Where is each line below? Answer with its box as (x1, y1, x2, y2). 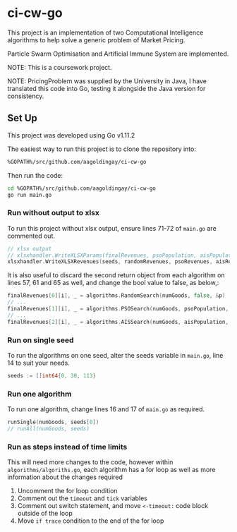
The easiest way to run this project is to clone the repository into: (7, 145, 196, 153)
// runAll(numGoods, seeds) (7, 425, 90, 433)
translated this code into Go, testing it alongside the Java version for (7, 84, 206, 92)
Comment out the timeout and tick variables (17, 494, 148, 502)
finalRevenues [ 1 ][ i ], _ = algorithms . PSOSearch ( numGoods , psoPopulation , (7, 306, 229, 313)
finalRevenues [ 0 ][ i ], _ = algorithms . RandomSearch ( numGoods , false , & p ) (7, 292, 226, 299)
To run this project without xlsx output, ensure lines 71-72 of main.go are (7, 224, 217, 232)
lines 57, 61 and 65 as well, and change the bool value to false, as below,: (7, 279, 219, 287)
